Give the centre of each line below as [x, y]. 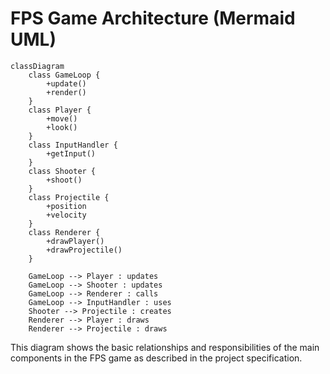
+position [66, 206]
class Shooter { [62, 171]
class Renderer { [64, 232]
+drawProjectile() [84, 250]
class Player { [60, 110]
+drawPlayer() [75, 241]
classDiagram [37, 66]
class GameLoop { [64, 75]
